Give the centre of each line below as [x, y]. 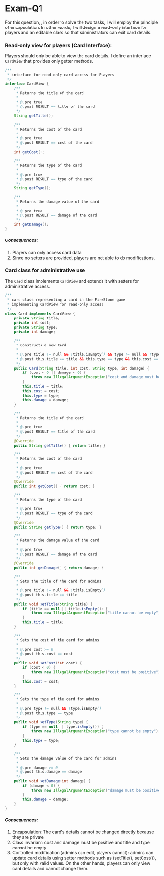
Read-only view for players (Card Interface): [59, 45]
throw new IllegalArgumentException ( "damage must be [86, 790]
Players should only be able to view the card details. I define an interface [78, 56]
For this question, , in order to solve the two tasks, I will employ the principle [82, 22]
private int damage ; [35, 332]
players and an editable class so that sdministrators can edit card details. [78, 32]
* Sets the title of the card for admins [59, 581]
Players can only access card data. [47, 253]
